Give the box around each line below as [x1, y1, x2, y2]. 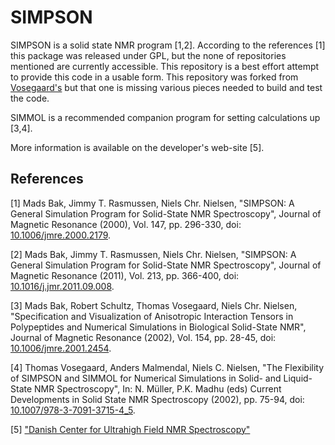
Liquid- [283, 372, 313, 384]
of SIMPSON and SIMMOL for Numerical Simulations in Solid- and [10, 372, 282, 384]
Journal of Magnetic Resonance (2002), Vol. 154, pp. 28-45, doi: [10, 331, 277, 343]
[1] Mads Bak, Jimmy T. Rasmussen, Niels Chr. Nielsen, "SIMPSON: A [10, 197, 295, 209]
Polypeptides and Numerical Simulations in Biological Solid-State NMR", [10, 321, 307, 333]
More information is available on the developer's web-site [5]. [10, 141, 265, 153]
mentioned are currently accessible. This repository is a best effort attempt [10, 60, 320, 72]
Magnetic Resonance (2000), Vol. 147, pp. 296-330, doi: [10, 218, 242, 230]
